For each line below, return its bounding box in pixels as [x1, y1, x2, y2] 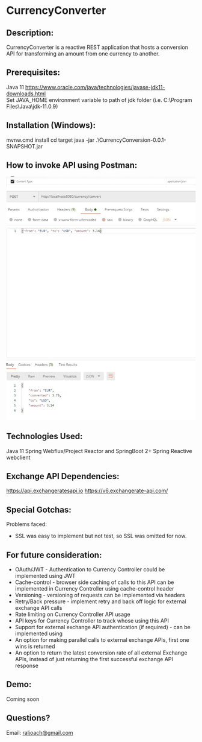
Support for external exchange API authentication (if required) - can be [14, 624, 191, 630]
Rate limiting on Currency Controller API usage [14, 610, 130, 618]
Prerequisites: [6, 68, 60, 78]
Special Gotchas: [6, 504, 72, 515]
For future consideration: [6, 550, 102, 560]
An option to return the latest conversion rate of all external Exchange [14, 649, 188, 656]
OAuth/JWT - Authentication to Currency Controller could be [14, 566, 165, 573]
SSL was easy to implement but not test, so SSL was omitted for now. [14, 532, 187, 540]
